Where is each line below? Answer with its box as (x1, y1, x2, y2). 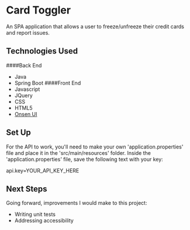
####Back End (6, 62, 42, 69)
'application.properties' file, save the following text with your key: (6, 155, 164, 163)
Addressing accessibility (14, 217, 74, 224)
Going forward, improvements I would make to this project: (6, 199, 147, 207)
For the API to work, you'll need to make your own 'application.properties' (6, 143, 184, 150)
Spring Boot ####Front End (14, 79, 81, 86)
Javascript (14, 86, 40, 93)
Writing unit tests (14, 211, 56, 218)
